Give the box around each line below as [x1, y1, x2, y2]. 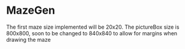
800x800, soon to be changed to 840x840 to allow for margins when [6, 29, 178, 36]
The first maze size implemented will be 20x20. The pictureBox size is [6, 23, 180, 30]
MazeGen [6, 4, 55, 17]
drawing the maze [6, 36, 51, 43]
